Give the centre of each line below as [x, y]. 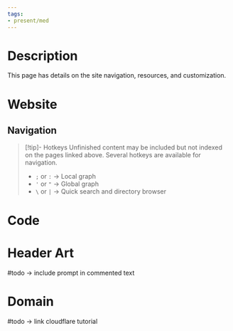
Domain [31, 301]
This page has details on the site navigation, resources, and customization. [117, 75]
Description [43, 56]
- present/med [28, 21]
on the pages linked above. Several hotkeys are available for [113, 155]
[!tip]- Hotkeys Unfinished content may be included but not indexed [123, 147]
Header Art [41, 253]
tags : [15, 14]
